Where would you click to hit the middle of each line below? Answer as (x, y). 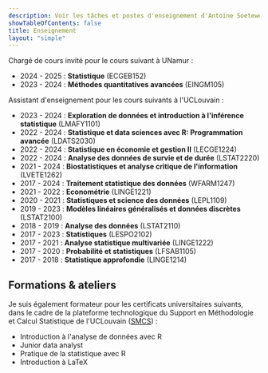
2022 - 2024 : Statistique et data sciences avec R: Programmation (131, 133)
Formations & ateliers (63, 285)
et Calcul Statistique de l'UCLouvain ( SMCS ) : (83, 321)
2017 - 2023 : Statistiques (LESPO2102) (86, 234)
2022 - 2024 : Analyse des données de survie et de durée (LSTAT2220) (140, 158)
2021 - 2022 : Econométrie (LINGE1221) (85, 192)
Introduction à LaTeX (54, 362)
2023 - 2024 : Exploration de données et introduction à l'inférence (132, 116)
